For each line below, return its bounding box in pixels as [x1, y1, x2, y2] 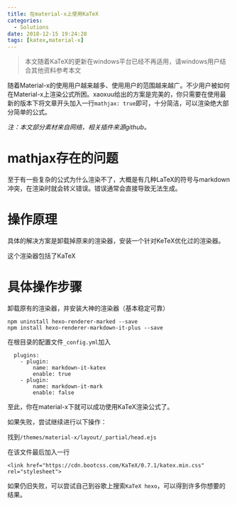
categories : [7, 17, 43, 24]
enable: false [33, 389, 75, 396]
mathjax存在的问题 [7, 151, 118, 167]
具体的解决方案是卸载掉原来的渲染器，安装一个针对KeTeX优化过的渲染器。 [7, 237, 225, 245]
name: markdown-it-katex [33, 364, 106, 371]
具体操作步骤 [7, 279, 83, 295]
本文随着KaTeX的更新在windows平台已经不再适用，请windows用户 [24, 58, 220, 66]
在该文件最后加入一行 [7, 447, 70, 456]
